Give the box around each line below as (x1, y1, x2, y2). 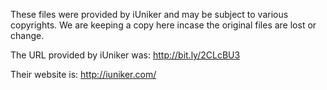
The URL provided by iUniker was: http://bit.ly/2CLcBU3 (10, 49, 241, 61)
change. (10, 30, 45, 41)
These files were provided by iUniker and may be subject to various (10, 9, 289, 20)
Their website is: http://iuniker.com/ (10, 69, 157, 80)
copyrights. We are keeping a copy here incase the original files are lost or (10, 19, 317, 31)
